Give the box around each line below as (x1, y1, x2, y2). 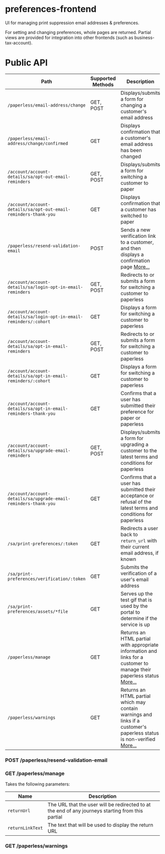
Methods (92, 81, 114, 88)
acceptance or (120, 492, 154, 499)
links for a (120, 654, 143, 661)
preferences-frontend (5, 3, 97, 15)
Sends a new (120, 226, 151, 233)
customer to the (120, 447, 157, 454)
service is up (120, 621, 150, 628)
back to (120, 531, 138, 538)
